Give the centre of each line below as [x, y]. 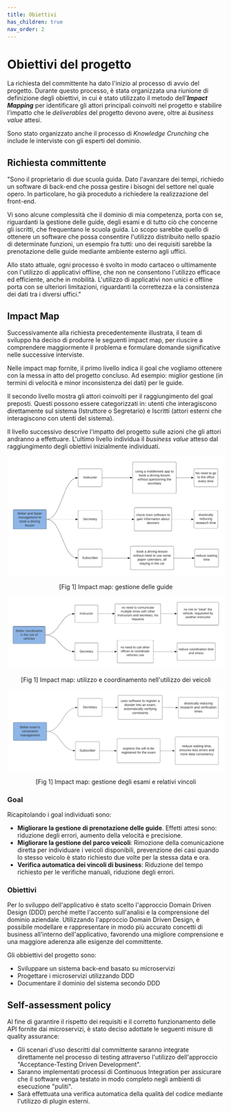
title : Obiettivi [32, 15]
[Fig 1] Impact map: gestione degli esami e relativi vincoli [116, 781]
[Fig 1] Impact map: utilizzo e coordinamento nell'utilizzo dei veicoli [116, 679]
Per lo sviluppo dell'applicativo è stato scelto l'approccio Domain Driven [109, 905]
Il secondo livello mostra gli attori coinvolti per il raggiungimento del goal [110, 396]
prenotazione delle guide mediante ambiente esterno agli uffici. [97, 252]
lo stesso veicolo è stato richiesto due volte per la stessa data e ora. [113, 858]
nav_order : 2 [26, 29]
